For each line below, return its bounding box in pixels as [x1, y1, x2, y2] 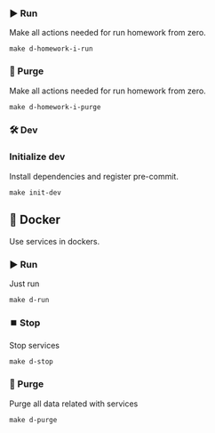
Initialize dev [9, 150, 66, 163]
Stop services [9, 341, 60, 351]
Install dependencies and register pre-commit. [9, 171, 179, 181]
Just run [9, 278, 40, 289]
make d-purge [9, 415, 58, 424]
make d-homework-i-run [9, 44, 93, 53]
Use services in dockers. [9, 236, 100, 246]
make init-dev [9, 188, 62, 197]
